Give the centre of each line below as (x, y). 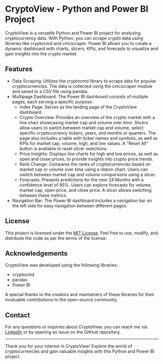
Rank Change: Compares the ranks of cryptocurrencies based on (85, 164)
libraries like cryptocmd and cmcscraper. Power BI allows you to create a (78, 43)
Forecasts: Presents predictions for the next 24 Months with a (82, 180)
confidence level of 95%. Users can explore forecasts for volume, (86, 185)
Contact (18, 315)
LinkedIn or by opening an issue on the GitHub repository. (63, 332)
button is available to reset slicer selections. (63, 148)
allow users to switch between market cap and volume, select (82, 128)
